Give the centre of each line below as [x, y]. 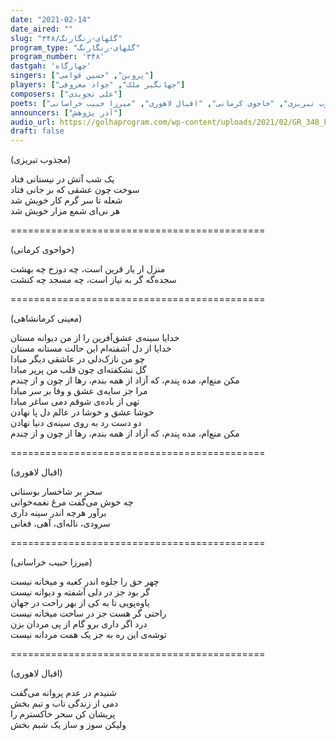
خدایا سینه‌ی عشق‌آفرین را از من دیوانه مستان [95, 338]
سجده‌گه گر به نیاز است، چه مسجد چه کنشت [93, 280]
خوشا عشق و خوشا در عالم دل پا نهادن [82, 412]
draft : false [37, 131]
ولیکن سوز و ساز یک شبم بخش [68, 725]
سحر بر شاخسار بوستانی [56, 492]
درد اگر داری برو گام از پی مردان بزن [79, 624]
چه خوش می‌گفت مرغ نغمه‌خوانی [72, 502]
